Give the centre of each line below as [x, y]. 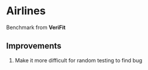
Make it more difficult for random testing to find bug [78, 60]
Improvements [34, 46]
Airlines [26, 11]
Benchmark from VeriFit [36, 27]
